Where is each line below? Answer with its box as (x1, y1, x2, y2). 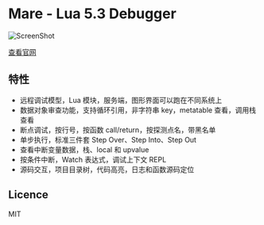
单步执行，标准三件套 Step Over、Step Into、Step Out (19, 135, 197, 144)
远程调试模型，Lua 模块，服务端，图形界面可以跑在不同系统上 (19, 95, 223, 105)
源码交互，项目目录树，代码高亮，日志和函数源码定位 (19, 164, 195, 174)
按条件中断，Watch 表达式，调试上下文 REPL (19, 154, 167, 164)
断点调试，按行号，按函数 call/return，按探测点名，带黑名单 (19, 124, 216, 135)
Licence (8, 188, 49, 202)
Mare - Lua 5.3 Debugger (8, 5, 177, 23)
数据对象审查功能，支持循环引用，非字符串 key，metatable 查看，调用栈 (19, 105, 257, 115)
